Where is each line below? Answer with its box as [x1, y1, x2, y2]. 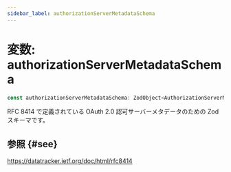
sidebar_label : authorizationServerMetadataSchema [7, 10, 155, 17]
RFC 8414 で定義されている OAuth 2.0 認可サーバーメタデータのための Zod [7, 107, 219, 116]
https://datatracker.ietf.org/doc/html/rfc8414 [7, 157, 133, 165]
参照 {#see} [7, 138, 58, 150]
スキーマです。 [7, 116, 49, 125]
